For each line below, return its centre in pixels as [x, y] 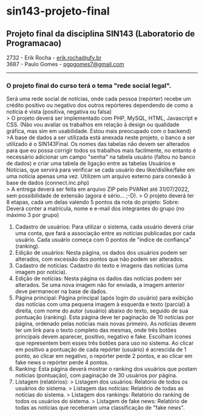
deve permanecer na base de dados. [61, 291]
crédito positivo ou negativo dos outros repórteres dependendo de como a [100, 105]
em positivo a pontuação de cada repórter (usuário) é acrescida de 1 [101, 350]
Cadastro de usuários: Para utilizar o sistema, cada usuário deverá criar [104, 227]
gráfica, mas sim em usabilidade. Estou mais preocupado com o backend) [99, 131]
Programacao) [34, 43]
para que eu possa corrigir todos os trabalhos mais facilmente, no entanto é [101, 151]
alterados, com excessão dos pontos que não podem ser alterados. [99, 259]
